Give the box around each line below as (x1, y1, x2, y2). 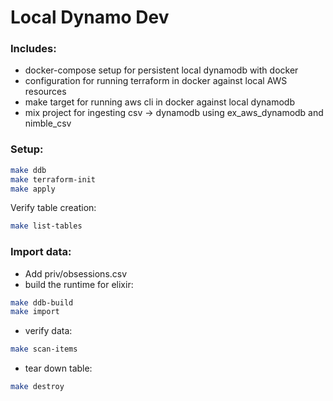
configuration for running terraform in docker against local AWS (24, 75, 288, 87)
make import (10, 307, 60, 317)
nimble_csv (24, 117, 72, 130)
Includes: (10, 42, 57, 56)
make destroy (10, 382, 65, 392)
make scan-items (10, 344, 78, 355)
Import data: (10, 245, 72, 259)
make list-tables (10, 221, 83, 231)
